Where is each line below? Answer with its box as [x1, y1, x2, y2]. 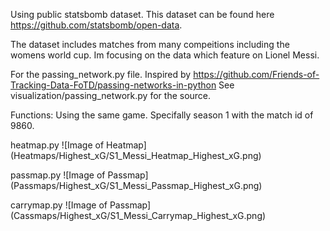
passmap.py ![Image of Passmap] [10, 169, 149, 181]
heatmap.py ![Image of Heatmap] [10, 139, 147, 151]
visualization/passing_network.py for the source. [10, 90, 212, 101]
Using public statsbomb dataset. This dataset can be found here [10, 9, 275, 20]
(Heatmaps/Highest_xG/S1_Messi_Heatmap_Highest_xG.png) [10, 150, 262, 161]
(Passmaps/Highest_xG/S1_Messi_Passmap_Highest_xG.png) [10, 180, 263, 191]
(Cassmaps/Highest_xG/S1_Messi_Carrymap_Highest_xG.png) [10, 210, 267, 221]
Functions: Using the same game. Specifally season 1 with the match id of [10, 109, 314, 121]
